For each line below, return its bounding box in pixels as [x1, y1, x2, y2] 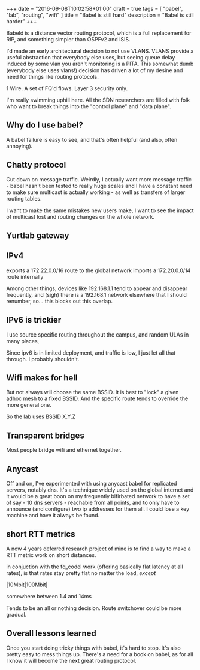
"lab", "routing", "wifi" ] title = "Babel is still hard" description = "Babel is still [6, 11, 194, 19]
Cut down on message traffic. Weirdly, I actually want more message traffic [6, 175, 192, 183]
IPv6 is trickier [6, 315, 62, 325]
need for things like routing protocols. [6, 73, 99, 80]
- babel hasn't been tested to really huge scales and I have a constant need [6, 182, 193, 189]
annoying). [6, 142, 33, 150]
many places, [6, 337, 40, 344]
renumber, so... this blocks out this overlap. [6, 297, 113, 305]
